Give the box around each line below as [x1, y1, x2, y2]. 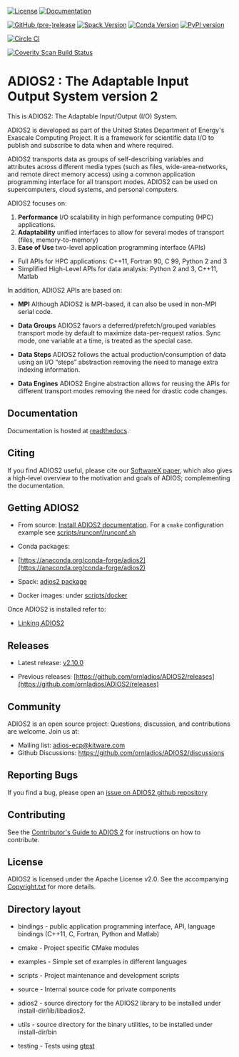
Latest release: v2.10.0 [17, 659, 84, 667]
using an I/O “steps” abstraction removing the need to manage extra [17, 358, 219, 366]
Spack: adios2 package [17, 577, 87, 586]
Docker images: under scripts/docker [17, 591, 128, 600]
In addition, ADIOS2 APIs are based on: [7, 285, 123, 294]
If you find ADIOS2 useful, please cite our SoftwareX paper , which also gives [7, 466, 233, 475]
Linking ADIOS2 [17, 619, 64, 627]
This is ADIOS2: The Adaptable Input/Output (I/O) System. [7, 111, 178, 121]
